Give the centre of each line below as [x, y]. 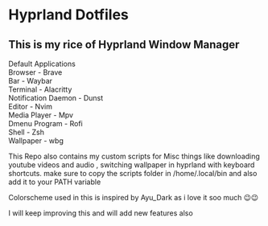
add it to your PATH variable [55, 182]
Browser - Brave [35, 72]
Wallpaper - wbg [36, 141]
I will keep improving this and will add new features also [101, 213]
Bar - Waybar [31, 81]
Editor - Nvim [30, 107]
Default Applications [42, 64]
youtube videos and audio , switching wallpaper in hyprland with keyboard [132, 165]
